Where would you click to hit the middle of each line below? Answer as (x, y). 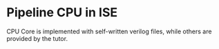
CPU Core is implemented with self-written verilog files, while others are (109, 31)
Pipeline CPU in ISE (62, 13)
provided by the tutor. (37, 38)
